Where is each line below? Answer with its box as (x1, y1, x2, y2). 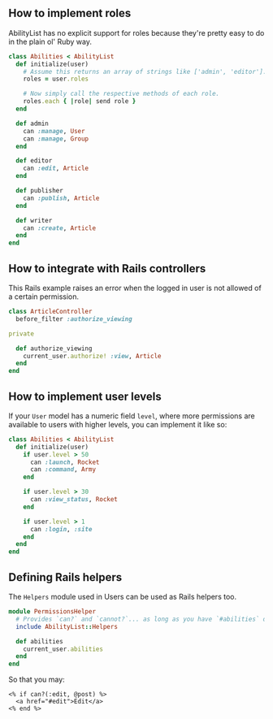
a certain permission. (8, 292, 80, 301)
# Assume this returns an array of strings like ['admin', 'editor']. (23, 67, 267, 76)
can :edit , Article (23, 164, 89, 173)
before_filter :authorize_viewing (15, 314, 132, 323)
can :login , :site (29, 525, 93, 533)
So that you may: (8, 674, 65, 685)
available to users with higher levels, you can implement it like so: (8, 419, 227, 429)
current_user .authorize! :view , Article (23, 352, 162, 360)
